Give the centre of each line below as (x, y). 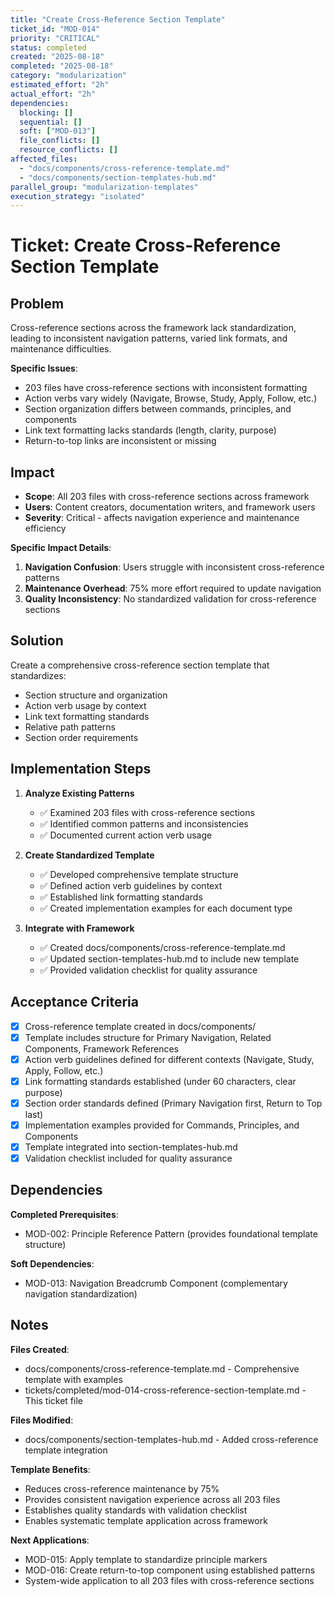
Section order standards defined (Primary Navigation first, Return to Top (173, 1103)
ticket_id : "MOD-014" (55, 29)
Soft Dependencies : (52, 1263)
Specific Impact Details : (61, 548)
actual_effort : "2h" (53, 94)
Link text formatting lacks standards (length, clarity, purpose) (150, 430)
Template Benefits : (50, 1469)
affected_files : (44, 159)
